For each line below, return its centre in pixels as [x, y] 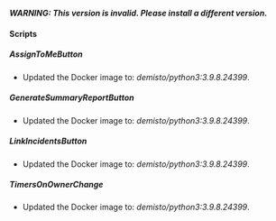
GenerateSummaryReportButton [72, 97]
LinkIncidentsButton [48, 141]
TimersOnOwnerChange [56, 185]
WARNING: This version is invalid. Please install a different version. [138, 13]
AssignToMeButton [46, 54]
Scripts [23, 33]
